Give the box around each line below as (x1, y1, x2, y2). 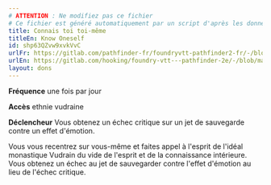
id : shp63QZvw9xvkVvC (8, 42, 81, 50)
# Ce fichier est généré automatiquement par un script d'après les (8, 19, 244, 27)
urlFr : (8, 49, 31, 57)
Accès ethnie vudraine (8, 101, 85, 111)
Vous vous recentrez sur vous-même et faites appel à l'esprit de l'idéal (8, 142, 244, 151)
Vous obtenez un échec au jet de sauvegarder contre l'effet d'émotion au (8, 158, 252, 168)
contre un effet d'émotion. (8, 125, 95, 135)
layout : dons (8, 64, 52, 72)
